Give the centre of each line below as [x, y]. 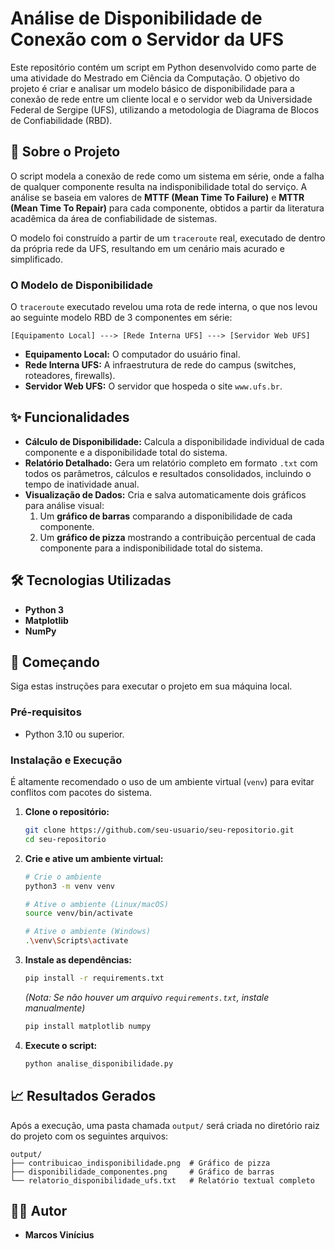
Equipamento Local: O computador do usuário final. [132, 354]
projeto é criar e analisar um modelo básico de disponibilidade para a [152, 88]
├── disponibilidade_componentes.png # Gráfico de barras [142, 1172]
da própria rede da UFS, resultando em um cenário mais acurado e [148, 248]
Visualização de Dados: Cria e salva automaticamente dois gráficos [165, 494]
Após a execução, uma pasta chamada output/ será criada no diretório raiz [165, 1125]
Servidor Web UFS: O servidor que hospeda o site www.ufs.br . [153, 386]
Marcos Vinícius [59, 1235]
